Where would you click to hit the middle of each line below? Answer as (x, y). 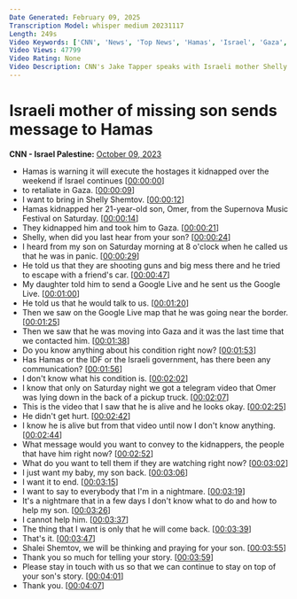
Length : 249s (33, 34)
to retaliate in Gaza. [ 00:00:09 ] (78, 190)
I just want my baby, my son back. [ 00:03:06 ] (105, 472)
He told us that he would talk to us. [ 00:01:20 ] (105, 303)
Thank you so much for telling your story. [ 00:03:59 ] (118, 557)
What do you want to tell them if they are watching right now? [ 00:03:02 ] (155, 463)
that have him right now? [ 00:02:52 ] (87, 454)
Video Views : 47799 (45, 51)
